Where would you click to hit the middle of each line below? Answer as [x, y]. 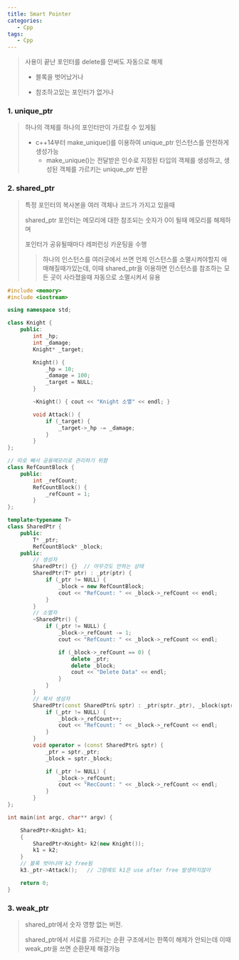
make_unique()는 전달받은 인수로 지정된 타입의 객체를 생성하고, [134, 161]
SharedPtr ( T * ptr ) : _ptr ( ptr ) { [83, 573]
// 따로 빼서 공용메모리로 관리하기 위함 [58, 461]
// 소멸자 [45, 613]
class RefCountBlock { [41, 468]
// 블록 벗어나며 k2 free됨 [57, 864]
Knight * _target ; [58, 349]
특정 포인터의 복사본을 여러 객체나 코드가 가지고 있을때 [100, 205]
